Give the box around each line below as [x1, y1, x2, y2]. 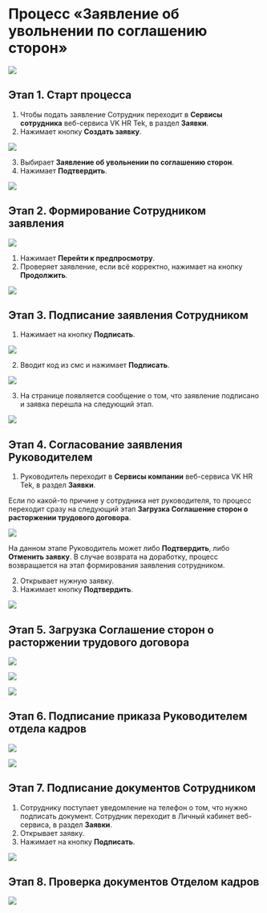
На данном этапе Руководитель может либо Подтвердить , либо [8, 544, 230, 553]
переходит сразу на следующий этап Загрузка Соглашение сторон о [8, 504, 249, 514]
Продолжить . [19, 270, 68, 279]
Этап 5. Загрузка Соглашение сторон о [8, 623, 214, 637]
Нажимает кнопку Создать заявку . [19, 126, 142, 137]
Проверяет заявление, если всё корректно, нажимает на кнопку [19, 262, 243, 271]
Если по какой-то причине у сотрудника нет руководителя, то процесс [8, 495, 252, 506]
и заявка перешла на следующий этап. [19, 399, 154, 410]
